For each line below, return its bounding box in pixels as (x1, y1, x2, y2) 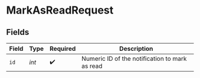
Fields (6, 27, 30, 37)
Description (119, 45, 154, 53)
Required (49, 45, 76, 53)
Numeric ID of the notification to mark (81, 54, 187, 63)
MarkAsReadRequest (6, 4, 114, 17)
